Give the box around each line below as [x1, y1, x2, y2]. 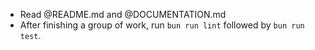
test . [19, 30, 42, 41]
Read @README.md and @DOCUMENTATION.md [19, 9, 227, 20]
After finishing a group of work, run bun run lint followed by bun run [19, 19, 305, 31]
